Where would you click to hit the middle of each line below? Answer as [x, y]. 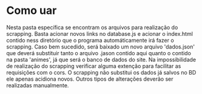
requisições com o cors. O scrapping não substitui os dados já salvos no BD [101, 72]
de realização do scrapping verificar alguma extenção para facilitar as [94, 66]
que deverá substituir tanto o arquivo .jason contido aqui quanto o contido [99, 53]
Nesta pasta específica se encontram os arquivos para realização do [92, 27]
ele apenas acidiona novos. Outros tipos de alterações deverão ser [90, 79]
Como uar [32, 11]
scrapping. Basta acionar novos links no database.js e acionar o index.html [99, 33]
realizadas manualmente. [38, 85]
